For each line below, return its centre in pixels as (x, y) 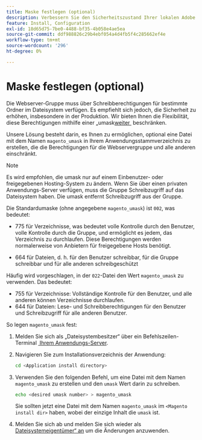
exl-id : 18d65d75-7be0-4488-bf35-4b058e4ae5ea (66, 29)
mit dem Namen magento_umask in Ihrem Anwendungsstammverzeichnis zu (99, 140)
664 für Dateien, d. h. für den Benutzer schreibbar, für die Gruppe (97, 257)
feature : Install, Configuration (48, 23)
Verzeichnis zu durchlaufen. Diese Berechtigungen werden (88, 239)
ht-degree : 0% (24, 51)
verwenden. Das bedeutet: (39, 281)
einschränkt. (22, 153)
